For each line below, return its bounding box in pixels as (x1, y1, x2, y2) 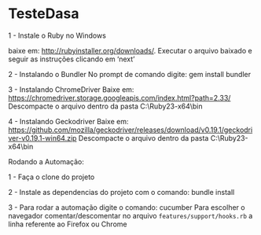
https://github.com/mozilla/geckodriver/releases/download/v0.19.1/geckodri (8, 125, 253, 134)
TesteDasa (8, 5, 79, 23)
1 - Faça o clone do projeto (8, 172, 95, 182)
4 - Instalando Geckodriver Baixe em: (8, 116, 129, 126)
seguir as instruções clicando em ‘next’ (8, 54, 135, 64)
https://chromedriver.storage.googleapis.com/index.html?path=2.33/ (8, 93, 231, 102)
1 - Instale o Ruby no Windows (8, 31, 106, 40)
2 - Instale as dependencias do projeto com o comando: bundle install (8, 187, 235, 196)
